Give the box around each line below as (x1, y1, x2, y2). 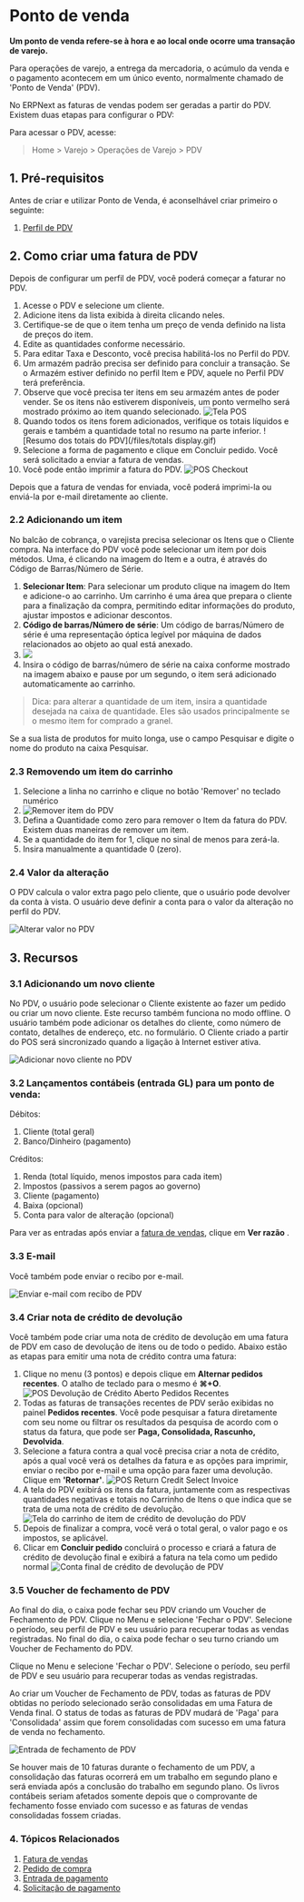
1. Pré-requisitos (9, 171, 104, 186)
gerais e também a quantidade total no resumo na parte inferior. (22, 425, 261, 436)
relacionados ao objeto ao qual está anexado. (22, 638, 193, 649)
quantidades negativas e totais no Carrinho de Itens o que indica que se (22, 1494, 292, 1505)
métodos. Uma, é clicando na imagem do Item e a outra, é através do (9, 553, 268, 564)
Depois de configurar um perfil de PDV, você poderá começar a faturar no (9, 272, 286, 283)
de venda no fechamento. (9, 1727, 106, 1738)
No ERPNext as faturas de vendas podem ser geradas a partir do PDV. (9, 99, 272, 110)
